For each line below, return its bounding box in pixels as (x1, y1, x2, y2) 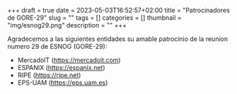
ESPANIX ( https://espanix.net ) (17, 64, 105, 71)
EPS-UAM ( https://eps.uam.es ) (17, 78, 108, 87)
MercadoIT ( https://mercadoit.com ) (17, 56, 122, 64)
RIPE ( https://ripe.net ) (17, 71, 81, 79)
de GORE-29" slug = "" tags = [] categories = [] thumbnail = (7, 13, 182, 22)
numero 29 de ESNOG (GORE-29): (7, 42, 108, 50)
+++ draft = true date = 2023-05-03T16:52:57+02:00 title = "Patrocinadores (7, 6, 230, 14)
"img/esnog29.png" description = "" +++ (7, 21, 127, 29)
